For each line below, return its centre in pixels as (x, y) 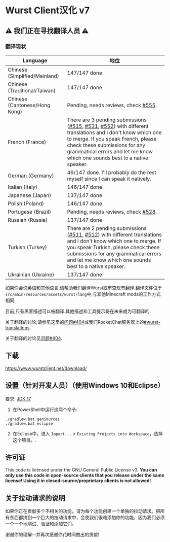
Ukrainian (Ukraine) (31, 275)
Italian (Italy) (23, 187)
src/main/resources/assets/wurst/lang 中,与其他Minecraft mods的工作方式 (83, 294)
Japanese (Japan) (30, 195)
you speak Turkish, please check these (113, 247)
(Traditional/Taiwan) (32, 90)
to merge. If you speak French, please (112, 139)
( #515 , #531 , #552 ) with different (108, 126)
